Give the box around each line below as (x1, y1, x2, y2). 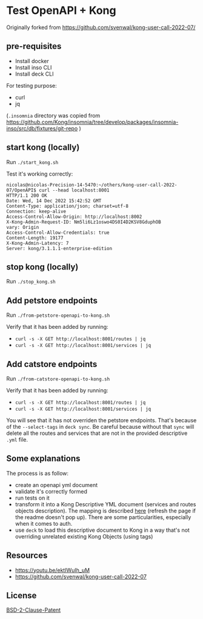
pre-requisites (6, 41, 62, 51)
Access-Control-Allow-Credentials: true (6, 230, 110, 236)
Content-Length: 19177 (6, 234, 64, 241)
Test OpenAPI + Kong (6, 4, 116, 18)
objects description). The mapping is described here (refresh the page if (15, 507, 196, 514)
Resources (6, 551, 48, 561)
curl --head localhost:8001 (38, 187, 110, 193)
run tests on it (15, 494, 50, 501)
